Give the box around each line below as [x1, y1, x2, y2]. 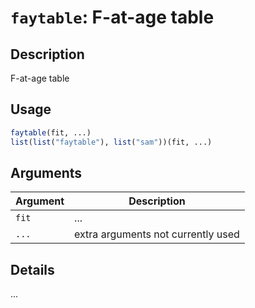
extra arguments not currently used [74, 227, 240, 241]
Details [10, 261, 55, 278]
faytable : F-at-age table [10, 6, 215, 29]
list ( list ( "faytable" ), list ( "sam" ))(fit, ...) [10, 137, 213, 147]
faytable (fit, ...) [10, 127, 92, 138]
